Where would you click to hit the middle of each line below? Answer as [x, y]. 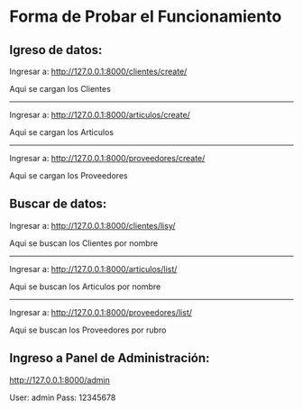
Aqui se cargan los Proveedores [69, 176]
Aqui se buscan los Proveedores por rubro [88, 330]
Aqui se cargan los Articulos [62, 132]
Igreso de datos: [56, 50]
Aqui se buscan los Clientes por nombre [84, 243]
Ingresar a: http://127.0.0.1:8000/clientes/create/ [98, 71]
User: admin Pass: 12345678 [63, 397]
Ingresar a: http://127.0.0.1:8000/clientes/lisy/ [92, 225]
